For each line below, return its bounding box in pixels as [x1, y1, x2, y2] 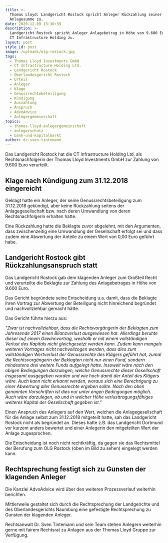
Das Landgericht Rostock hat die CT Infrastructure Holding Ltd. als [5, 151, 142, 157]
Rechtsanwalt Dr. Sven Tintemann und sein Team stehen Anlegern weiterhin [5, 521, 161, 527]
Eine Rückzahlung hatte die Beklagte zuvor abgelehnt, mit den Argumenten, [5, 223, 161, 229]
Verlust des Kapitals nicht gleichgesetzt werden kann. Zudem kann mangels [5, 340, 162, 346]
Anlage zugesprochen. [5, 430, 52, 436]
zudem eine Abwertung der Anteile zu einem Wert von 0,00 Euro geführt [5, 233, 154, 239]
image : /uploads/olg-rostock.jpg [5, 49, 75, 54]
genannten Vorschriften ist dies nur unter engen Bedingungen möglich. [5, 388, 151, 394]
